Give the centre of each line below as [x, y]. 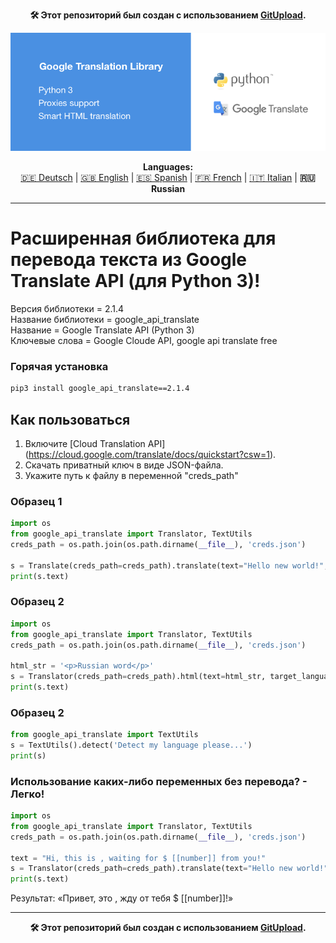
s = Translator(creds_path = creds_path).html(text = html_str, [138, 677]
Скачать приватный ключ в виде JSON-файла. [124, 465]
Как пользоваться [70, 419]
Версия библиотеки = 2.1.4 [67, 308]
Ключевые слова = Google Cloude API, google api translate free [144, 340]
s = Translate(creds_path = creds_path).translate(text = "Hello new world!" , [169, 565]
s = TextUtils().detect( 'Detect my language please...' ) [131, 745]
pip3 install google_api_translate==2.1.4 [100, 389]
